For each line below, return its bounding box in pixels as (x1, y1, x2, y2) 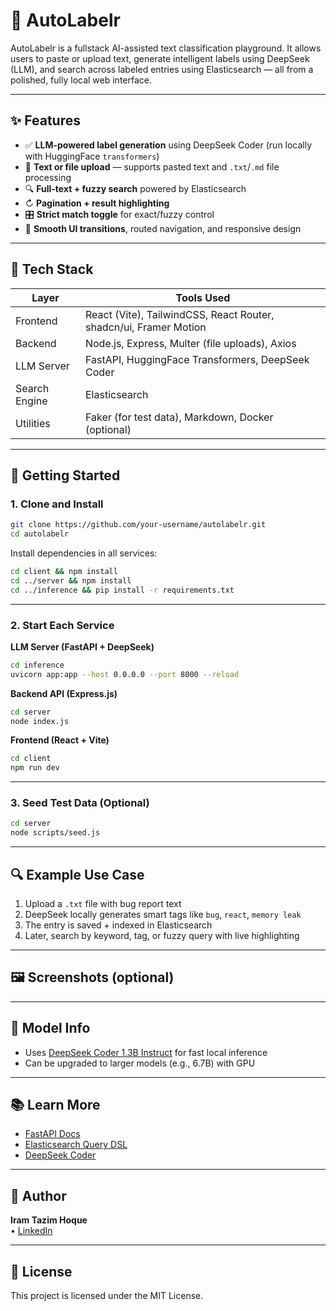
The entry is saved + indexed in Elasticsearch (24, 919, 213, 931)
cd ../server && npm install (10, 575, 132, 586)
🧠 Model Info (10, 1020, 91, 1037)
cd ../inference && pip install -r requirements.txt (10, 585, 235, 595)
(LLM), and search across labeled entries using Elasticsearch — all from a (10, 63, 314, 75)
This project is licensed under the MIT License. (10, 1290, 204, 1302)
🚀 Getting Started (10, 467, 121, 484)
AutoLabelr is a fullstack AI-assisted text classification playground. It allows (10, 42, 322, 54)
